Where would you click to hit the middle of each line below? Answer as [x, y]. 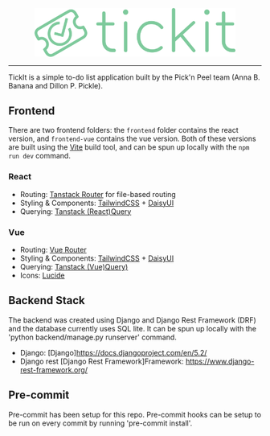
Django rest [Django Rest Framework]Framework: [102, 361]
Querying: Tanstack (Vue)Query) [74, 267]
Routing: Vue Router [53, 250]
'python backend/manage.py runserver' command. [92, 337]
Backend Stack [47, 300]
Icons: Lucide [42, 276]
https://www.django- [220, 361]
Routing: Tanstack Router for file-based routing [98, 194]
